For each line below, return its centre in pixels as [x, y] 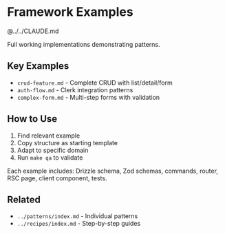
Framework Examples [70, 12]
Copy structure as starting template [67, 142]
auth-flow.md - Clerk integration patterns [75, 89]
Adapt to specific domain [53, 150]
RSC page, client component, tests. [57, 178]
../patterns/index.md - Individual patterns [77, 216]
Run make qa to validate [50, 157]
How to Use [32, 119]
